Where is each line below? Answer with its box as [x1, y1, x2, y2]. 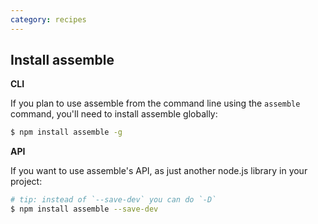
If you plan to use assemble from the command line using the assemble [10, 97, 301, 110]
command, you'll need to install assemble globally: [10, 108, 218, 120]
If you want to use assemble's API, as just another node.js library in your [10, 165, 308, 177]
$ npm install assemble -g [10, 127, 123, 138]
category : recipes [10, 14, 87, 25]
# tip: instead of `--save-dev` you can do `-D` [10, 195, 217, 205]
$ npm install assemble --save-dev [10, 204, 159, 215]
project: [10, 176, 43, 188]
